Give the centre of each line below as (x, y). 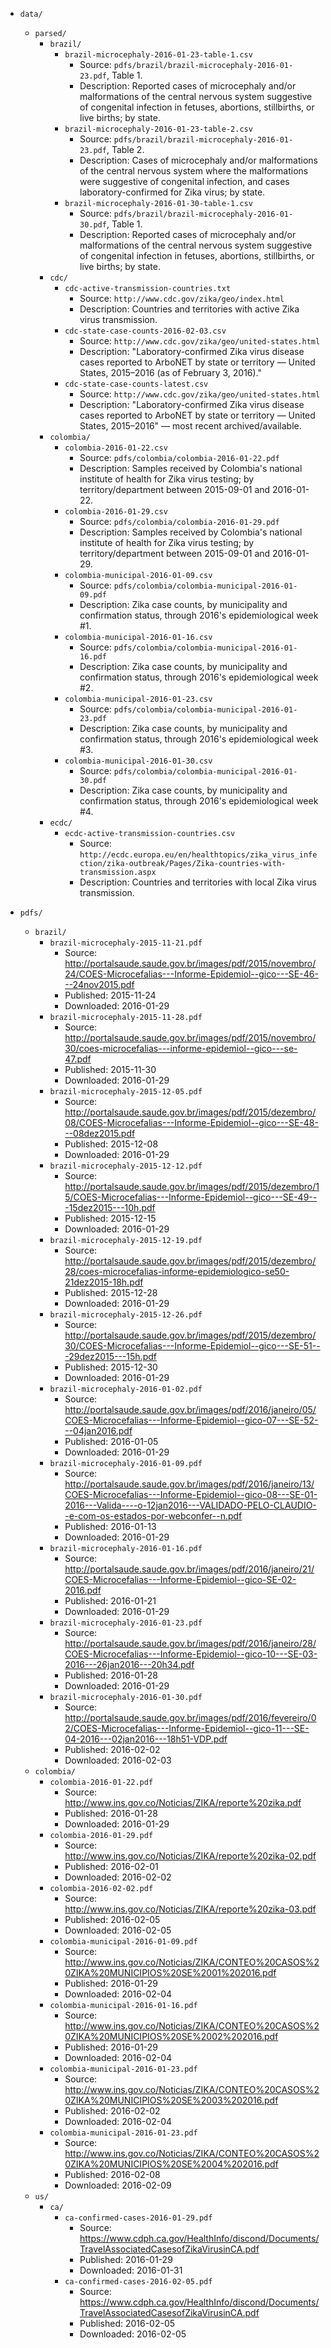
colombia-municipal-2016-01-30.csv (138, 761)
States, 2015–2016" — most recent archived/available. (190, 426)
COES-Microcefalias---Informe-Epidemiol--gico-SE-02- (180, 1579)
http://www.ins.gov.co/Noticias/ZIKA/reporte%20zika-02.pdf (190, 1856)
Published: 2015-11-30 (110, 1069)
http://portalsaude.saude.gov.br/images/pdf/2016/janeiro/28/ (190, 1643)
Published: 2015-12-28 (111, 1292)
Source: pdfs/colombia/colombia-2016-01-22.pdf (179, 457)
